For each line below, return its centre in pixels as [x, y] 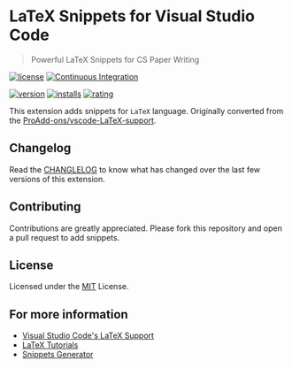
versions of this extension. [58, 179]
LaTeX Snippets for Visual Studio [132, 16]
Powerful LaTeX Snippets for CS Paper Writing [115, 59]
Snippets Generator [58, 355]
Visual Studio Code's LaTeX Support [88, 336]
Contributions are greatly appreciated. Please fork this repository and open [146, 228]
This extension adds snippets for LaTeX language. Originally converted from [146, 111]
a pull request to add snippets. [65, 237]
